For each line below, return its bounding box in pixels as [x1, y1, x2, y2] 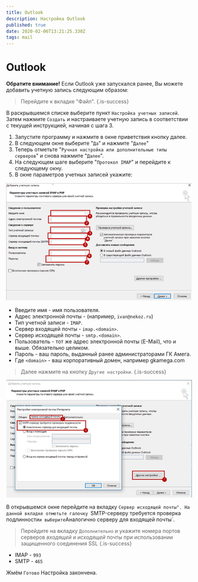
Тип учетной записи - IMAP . [14, 319, 82, 326]
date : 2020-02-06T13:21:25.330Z [6, 28, 85, 34]
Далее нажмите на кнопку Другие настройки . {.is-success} [20, 368, 167, 375]
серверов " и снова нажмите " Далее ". [14, 152, 104, 160]
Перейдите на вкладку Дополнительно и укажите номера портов [20, 528, 181, 535]
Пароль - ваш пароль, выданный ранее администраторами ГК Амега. [14, 350, 192, 357]
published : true [6, 22, 46, 28]
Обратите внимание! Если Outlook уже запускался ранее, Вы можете [6, 80, 183, 87]
